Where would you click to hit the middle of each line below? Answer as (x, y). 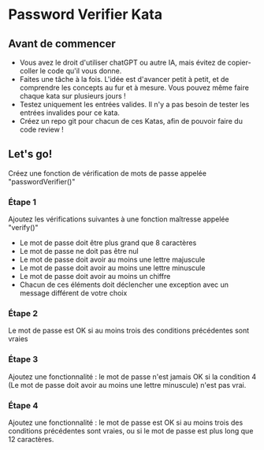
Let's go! (30, 154)
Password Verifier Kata (86, 15)
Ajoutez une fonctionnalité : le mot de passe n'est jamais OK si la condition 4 (132, 377)
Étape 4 (23, 405)
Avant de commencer (62, 44)
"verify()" (23, 228)
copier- (239, 62)
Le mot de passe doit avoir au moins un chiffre (95, 277)
